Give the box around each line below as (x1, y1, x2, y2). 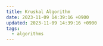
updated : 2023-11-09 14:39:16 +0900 (6, 20, 97, 26)
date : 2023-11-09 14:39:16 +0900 (6, 14, 89, 20)
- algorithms (11, 31, 44, 37)
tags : (6, 25, 20, 32)
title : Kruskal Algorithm (6, 8, 70, 15)
